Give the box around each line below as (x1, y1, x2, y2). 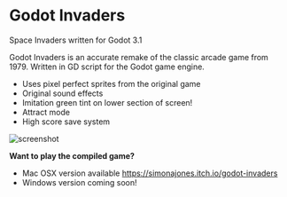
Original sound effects (21, 88, 104, 98)
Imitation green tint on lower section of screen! (21, 97, 193, 107)
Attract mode (21, 106, 71, 117)
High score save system (21, 116, 111, 127)
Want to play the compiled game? (9, 150, 136, 161)
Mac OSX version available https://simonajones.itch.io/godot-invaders (21, 168, 278, 178)
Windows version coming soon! (21, 177, 137, 187)
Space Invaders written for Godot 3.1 (9, 35, 143, 45)
